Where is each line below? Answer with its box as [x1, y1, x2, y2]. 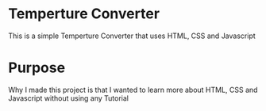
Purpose [8, 59, 66, 77]
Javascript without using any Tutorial [8, 93, 129, 103]
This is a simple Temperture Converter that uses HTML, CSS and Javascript [8, 31, 256, 40]
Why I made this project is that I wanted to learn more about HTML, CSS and [8, 85, 258, 94]
